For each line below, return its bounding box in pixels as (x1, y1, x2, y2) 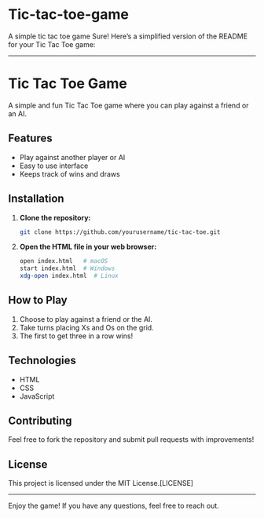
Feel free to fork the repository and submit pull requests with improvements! (8, 435, 255, 444)
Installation (8, 192, 64, 206)
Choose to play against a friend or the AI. (19, 314, 153, 323)
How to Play (8, 294, 68, 307)
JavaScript (19, 391, 55, 401)
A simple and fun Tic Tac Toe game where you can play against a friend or (8, 100, 249, 110)
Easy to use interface (19, 161, 89, 170)
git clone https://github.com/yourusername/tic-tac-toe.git (19, 228, 221, 236)
